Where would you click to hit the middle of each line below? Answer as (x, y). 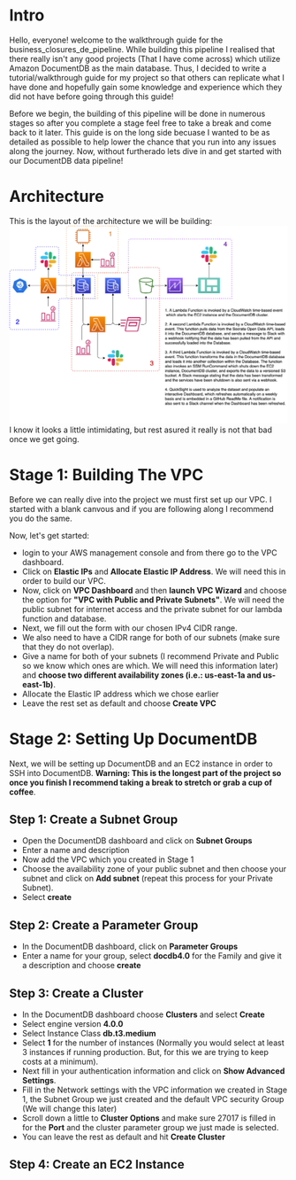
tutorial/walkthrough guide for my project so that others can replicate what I (147, 77)
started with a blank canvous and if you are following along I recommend (141, 508)
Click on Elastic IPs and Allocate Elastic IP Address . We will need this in (154, 571)
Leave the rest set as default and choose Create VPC (119, 703)
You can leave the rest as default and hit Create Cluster (123, 1137)
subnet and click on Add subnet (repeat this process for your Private (148, 879)
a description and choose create (81, 966)
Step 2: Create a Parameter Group (104, 925)
